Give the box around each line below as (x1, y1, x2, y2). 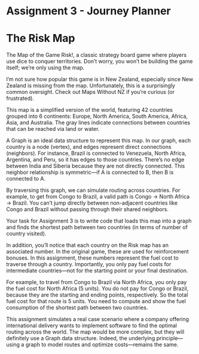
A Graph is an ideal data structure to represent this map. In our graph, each (6, 137, 191, 144)
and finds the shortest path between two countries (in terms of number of (6, 224, 188, 231)
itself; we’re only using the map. (6, 64, 85, 71)
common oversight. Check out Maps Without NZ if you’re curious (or (6, 89, 175, 96)
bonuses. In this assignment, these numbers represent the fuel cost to (6, 254, 179, 261)
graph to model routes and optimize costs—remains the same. (25, 341, 179, 348)
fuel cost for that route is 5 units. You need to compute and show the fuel (6, 298, 186, 305)
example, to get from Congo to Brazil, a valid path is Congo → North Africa (6, 193, 190, 200)
